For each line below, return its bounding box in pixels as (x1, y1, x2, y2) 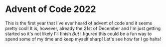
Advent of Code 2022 (5, 3, 96, 15)
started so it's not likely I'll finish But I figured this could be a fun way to (5, 30, 152, 36)
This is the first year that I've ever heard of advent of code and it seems (5, 20, 153, 26)
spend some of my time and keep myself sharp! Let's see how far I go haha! (5, 36, 161, 42)
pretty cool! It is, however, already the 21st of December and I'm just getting (5, 25, 161, 31)
